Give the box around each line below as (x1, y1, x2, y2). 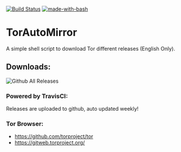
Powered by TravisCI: (6, 92, 68, 100)
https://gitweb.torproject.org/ (14, 139, 85, 146)
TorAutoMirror (6, 26, 78, 39)
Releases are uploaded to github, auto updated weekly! (6, 105, 139, 112)
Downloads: (6, 62, 51, 72)
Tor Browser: (6, 119, 44, 128)
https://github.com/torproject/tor (14, 133, 93, 140)
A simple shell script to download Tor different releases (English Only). (6, 45, 175, 52)
